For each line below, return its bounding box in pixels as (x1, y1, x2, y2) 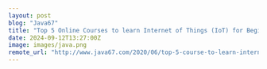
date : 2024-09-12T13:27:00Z (8, 33, 102, 42)
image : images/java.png (8, 41, 87, 49)
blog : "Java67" (8, 19, 59, 27)
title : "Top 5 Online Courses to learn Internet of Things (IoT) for (8, 26, 244, 34)
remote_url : (8, 48, 48, 56)
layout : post (8, 11, 52, 20)
